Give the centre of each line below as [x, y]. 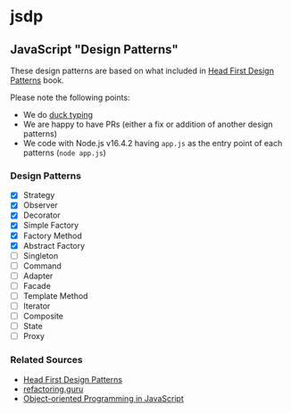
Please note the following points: [70, 97]
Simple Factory [51, 226]
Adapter [38, 276]
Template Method [55, 295]
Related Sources [46, 360]
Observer [41, 205]
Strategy [39, 195]
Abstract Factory [54, 245]
